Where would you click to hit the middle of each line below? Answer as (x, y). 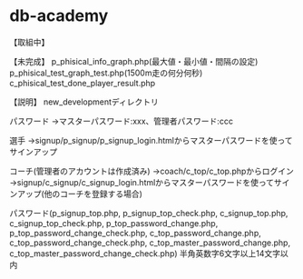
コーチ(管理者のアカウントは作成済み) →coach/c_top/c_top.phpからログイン (152, 171)
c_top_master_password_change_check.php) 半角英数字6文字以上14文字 (145, 253)
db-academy (59, 16)
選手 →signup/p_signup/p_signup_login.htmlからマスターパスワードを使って (151, 140)
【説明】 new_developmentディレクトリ (84, 102)
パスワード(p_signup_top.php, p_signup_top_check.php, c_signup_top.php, (149, 213)
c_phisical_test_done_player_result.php (83, 83)
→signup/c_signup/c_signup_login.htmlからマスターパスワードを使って (142, 182)
